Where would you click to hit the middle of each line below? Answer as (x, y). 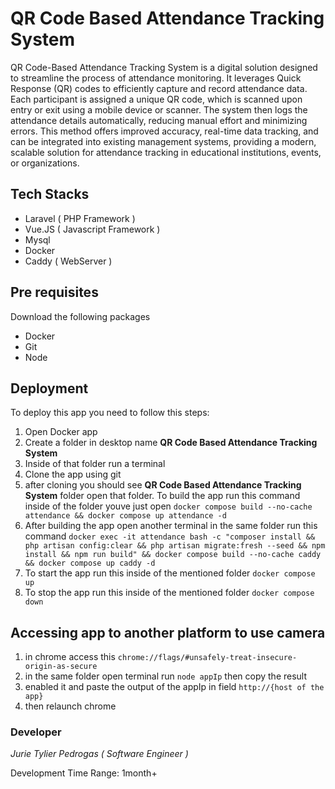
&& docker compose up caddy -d (90, 563)
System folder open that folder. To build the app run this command (162, 496)
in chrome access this (70, 657)
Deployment (49, 388)
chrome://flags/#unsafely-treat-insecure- (207, 658)
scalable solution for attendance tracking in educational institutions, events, (166, 152)
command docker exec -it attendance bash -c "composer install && (170, 536)
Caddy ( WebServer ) (68, 261)
